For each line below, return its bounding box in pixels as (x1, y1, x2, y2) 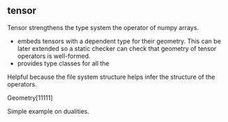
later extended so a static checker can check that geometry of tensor (17, 44, 217, 52)
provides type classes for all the (17, 59, 109, 68)
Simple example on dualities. (7, 107, 90, 115)
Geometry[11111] (7, 93, 54, 102)
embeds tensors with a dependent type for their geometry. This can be (17, 37, 222, 45)
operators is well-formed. (17, 52, 91, 60)
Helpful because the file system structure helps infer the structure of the (7, 73, 215, 81)
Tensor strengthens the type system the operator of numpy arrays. (7, 23, 199, 31)
